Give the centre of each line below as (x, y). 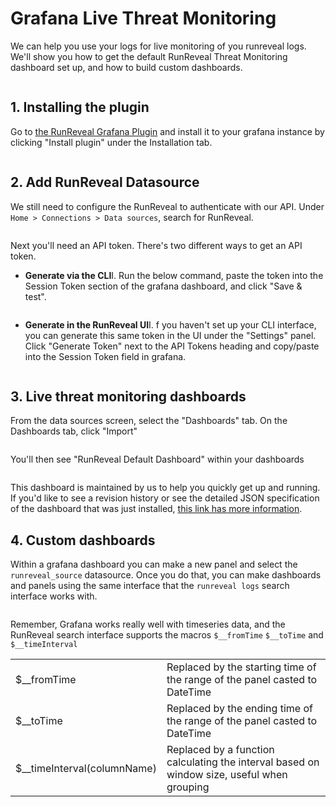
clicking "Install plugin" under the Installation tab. (111, 142)
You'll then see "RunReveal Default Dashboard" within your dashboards (157, 459)
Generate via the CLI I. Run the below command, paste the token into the (174, 275)
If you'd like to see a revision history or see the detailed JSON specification (165, 498)
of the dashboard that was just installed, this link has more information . (156, 509)
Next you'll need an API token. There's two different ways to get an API (156, 245)
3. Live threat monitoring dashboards (128, 396)
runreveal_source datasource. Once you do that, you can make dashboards (166, 575)
